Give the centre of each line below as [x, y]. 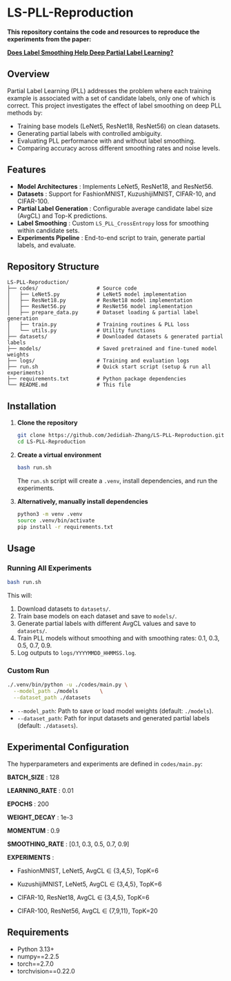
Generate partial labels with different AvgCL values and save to [107, 623]
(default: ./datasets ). [47, 725]
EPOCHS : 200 [28, 804]
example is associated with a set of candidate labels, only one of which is [111, 98]
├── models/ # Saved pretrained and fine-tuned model [112, 349]
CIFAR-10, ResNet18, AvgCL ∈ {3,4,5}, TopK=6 [83, 897]
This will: [20, 595]
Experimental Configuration [68, 747]
